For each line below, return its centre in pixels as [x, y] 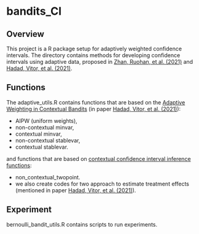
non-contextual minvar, [45, 127]
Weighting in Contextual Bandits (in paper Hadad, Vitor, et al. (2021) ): [94, 109]
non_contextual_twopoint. [48, 177]
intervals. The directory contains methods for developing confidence [93, 55]
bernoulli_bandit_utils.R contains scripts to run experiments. [82, 224]
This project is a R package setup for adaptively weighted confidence [94, 49]
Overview [25, 34]
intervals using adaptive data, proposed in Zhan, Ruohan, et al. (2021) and [100, 62]
